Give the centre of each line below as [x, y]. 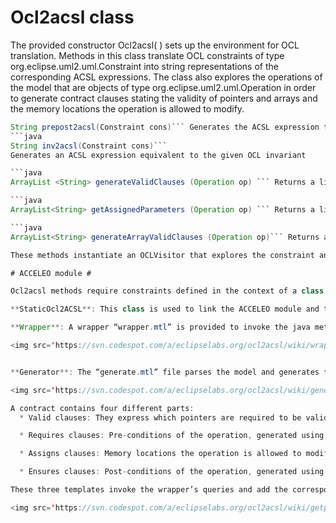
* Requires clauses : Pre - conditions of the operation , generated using [172, 436]
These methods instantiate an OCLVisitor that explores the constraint [162, 255]
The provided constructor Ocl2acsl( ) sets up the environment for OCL [155, 45]
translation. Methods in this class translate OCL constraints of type [147, 55]
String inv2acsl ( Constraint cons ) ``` [89, 146]
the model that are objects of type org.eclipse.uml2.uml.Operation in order [163, 87]
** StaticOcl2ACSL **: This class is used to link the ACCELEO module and [165, 309]
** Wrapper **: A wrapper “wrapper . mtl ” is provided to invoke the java [160, 327]
